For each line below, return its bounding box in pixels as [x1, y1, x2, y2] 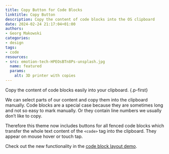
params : [10, 69, 26, 74]
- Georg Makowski [5, 31, 42, 36]
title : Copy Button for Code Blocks [5, 7, 82, 13]
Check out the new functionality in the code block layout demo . [5, 143, 138, 149]
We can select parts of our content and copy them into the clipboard [5, 96, 148, 102]
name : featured [10, 64, 42, 69]
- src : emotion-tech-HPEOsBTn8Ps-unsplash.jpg [5, 59, 105, 64]
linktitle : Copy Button [5, 12, 56, 17]
